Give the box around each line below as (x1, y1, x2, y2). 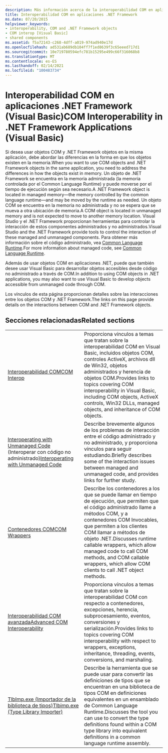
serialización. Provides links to (84, 624, 154, 632)
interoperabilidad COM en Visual (84, 343, 160, 350)
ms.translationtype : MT (5, 54, 55, 59)
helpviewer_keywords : (5, 21, 50, 27)
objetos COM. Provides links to (84, 374, 155, 382)
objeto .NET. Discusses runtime (84, 535, 156, 542)
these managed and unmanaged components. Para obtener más (5, 234, 138, 240)
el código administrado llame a (84, 504, 156, 511)
